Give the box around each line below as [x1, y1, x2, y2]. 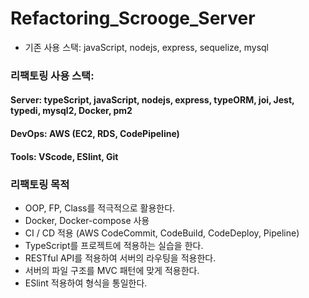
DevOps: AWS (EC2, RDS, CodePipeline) [10, 128, 180, 140]
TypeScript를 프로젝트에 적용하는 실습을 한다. [24, 239, 204, 251]
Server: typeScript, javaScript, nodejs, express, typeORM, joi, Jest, [10, 94, 295, 106]
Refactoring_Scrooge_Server [10, 7, 256, 30]
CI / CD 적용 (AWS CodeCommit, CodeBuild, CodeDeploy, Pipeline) [24, 227, 300, 239]
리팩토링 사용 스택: [10, 68, 95, 82]
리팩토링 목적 [10, 177, 70, 191]
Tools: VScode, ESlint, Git [10, 150, 119, 162]
